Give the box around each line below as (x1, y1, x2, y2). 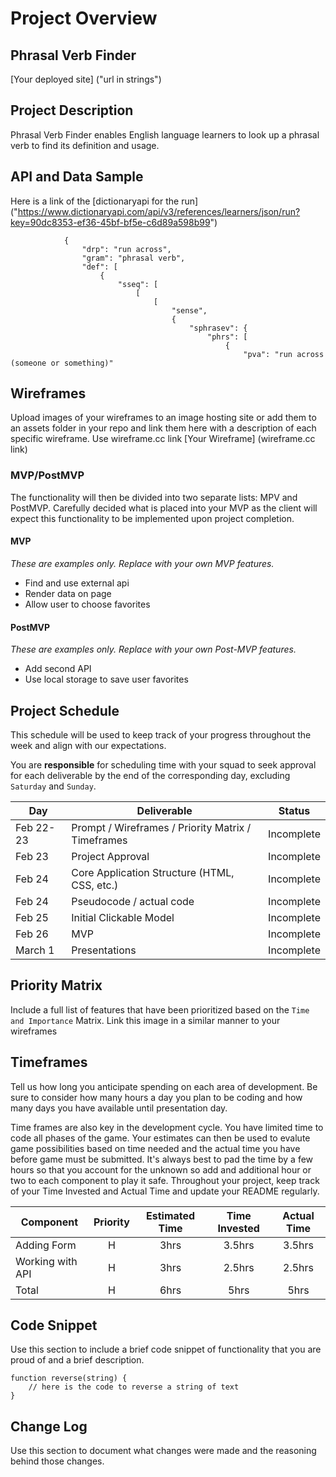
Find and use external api (24, 577, 130, 589)
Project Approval (71, 849, 150, 863)
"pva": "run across (243, 349, 325, 359)
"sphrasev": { (189, 323, 248, 333)
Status (278, 803, 311, 817)
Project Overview (10, 7, 158, 30)
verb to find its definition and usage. (10, 139, 160, 151)
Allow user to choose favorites (24, 598, 151, 610)
